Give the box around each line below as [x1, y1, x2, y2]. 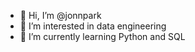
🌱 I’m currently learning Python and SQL [19, 31, 186, 42]
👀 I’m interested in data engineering [19, 20, 167, 32]
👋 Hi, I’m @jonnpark [19, 10, 102, 21]
